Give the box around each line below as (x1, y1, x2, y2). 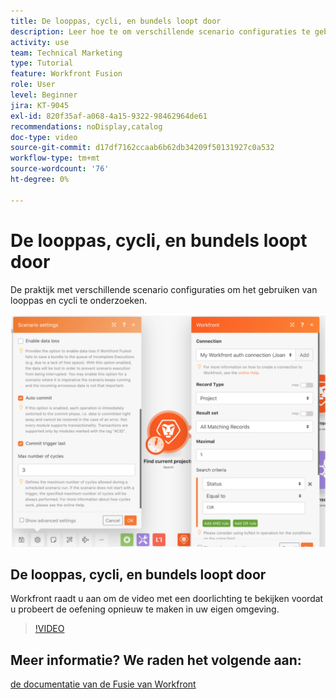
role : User (10, 80, 56, 90)
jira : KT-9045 (10, 100, 70, 110)
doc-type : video (10, 132, 78, 142)
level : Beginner (10, 90, 78, 100)
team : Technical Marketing (10, 48, 123, 58)
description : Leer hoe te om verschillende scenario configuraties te (10, 26, 311, 37)
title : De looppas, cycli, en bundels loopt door (10, 16, 222, 26)
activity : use (10, 37, 70, 47)
